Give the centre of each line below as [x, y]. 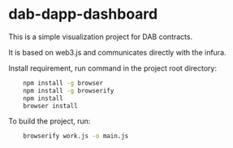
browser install [51, 106]
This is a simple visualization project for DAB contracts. [101, 37]
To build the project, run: [50, 121]
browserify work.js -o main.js [76, 136]
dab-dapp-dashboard [83, 14]
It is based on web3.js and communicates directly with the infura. [117, 52]
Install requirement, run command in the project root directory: [113, 68]
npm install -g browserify [69, 90]
